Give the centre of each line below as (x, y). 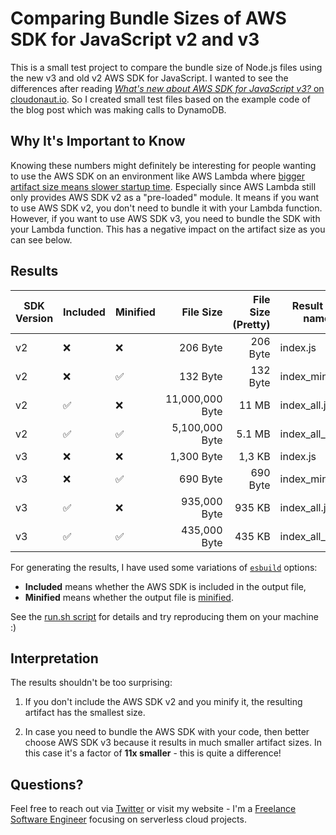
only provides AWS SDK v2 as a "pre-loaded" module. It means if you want (165, 197)
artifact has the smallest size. (85, 713)
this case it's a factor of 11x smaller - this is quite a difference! (153, 753)
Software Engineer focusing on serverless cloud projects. (128, 819)
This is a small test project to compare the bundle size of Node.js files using (166, 67)
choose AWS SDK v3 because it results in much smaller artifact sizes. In (173, 743)
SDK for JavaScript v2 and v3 (135, 39)
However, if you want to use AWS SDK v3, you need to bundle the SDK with (165, 218)
